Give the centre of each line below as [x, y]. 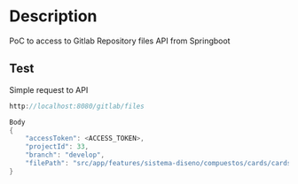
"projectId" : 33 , [57, 147]
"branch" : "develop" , [65, 155]
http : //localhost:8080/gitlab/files [77, 106]
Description [53, 16]
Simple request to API [49, 89]
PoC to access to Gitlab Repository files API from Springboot [120, 41]
